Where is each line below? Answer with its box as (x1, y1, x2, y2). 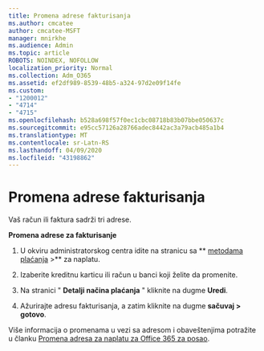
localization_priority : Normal (8, 64, 113, 72)
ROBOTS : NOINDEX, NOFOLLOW (8, 57, 99, 65)
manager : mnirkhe (8, 34, 67, 43)
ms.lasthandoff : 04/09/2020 (8, 146, 103, 154)
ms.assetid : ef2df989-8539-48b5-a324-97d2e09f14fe (8, 79, 181, 87)
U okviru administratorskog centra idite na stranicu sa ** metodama (19, 246, 243, 255)
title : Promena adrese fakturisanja (8, 11, 131, 20)
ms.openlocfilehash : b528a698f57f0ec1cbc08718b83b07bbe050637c (8, 116, 225, 124)
